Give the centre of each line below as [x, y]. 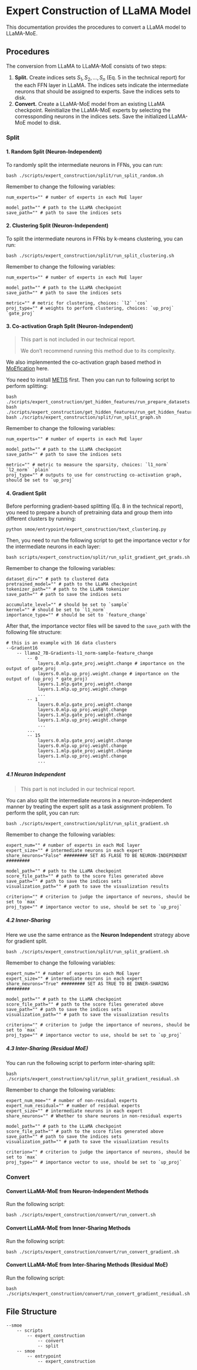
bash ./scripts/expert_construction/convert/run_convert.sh [81, 1215]
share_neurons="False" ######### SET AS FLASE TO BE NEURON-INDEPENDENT [97, 856]
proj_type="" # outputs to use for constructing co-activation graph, [94, 475]
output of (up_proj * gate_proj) [47, 679]
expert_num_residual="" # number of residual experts [73, 1106]
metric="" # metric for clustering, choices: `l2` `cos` [77, 303]
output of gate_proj [31, 669]
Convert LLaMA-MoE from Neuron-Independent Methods [77, 1191]
